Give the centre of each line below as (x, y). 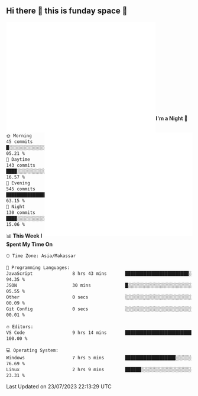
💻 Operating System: (33, 350)
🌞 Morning (19, 136)
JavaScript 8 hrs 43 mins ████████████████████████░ (99, 273)
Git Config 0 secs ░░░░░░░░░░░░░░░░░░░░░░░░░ (99, 309)
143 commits (21, 165)
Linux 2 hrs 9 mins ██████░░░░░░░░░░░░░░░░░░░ (99, 369)
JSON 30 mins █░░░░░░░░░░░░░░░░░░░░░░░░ (99, 285)
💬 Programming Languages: (38, 267)
